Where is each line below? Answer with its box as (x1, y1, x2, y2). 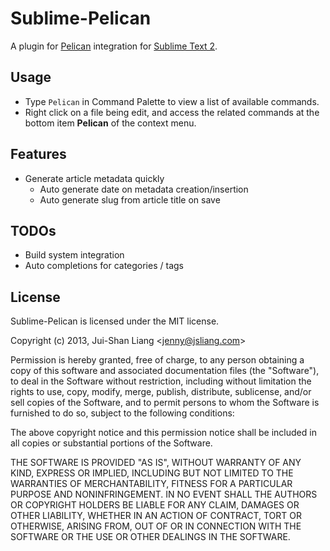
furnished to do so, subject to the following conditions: (10, 407, 235, 419)
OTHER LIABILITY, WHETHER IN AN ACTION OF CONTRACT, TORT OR (10, 510, 302, 522)
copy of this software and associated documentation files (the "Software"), (10, 365, 320, 377)
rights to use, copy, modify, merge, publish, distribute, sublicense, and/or (10, 386, 312, 398)
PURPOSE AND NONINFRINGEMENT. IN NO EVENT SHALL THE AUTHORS (10, 488, 318, 501)
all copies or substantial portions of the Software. (10, 437, 213, 449)
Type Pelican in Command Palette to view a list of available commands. (24, 95, 320, 107)
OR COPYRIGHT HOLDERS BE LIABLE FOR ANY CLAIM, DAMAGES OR (10, 499, 300, 511)
